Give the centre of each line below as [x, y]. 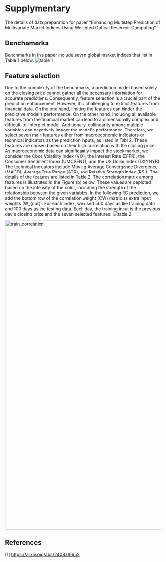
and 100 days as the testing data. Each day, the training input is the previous [83, 209]
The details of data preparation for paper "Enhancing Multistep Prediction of [83, 22]
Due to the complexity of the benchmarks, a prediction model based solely [81, 87]
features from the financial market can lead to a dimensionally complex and [82, 119]
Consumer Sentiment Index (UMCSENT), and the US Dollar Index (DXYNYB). [83, 161]
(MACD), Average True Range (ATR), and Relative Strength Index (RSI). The [82, 172]
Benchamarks [27, 43]
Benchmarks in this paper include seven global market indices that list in [79, 55]
